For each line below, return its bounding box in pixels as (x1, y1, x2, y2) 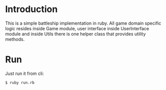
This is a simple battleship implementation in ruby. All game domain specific (5, 20, 161, 26)
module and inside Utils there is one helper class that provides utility (5, 31, 146, 37)
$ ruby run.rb (5, 80, 35, 85)
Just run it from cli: (5, 70, 44, 76)
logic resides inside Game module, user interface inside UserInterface (5, 25, 149, 31)
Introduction (5, 4, 58, 15)
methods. (5, 36, 25, 42)
